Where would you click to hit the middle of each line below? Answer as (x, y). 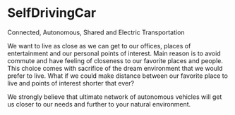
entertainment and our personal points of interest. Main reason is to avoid (114, 53)
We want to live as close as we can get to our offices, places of (99, 46)
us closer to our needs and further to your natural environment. (99, 104)
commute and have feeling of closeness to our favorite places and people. (115, 60)
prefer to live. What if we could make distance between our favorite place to (117, 76)
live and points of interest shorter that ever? (71, 83)
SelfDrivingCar (52, 13)
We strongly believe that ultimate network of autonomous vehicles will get (115, 97)
